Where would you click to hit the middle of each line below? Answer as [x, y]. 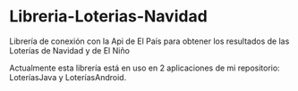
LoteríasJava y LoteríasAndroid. [68, 77]
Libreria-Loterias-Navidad [108, 17]
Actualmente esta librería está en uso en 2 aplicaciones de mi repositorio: [145, 68]
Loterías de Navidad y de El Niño [69, 50]
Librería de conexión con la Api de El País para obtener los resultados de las [149, 41]
